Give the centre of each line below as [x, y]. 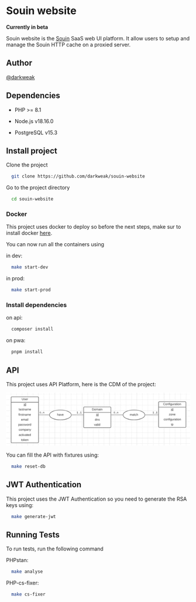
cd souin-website [32, 199]
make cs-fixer [28, 594]
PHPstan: [17, 560]
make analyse [27, 572]
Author [19, 63]
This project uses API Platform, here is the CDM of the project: [81, 385]
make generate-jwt [34, 516]
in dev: [14, 256]
